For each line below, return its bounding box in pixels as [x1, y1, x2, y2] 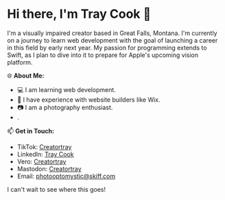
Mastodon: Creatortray [16, 164, 82, 173]
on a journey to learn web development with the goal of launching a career [7, 36, 218, 44]
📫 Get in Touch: [7, 126, 55, 135]
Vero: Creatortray [16, 157, 67, 166]
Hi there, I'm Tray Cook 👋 [7, 6, 152, 22]
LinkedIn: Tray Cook [16, 150, 74, 158]
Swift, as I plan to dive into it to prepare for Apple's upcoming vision [7, 51, 199, 59]
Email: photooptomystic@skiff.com [16, 172, 115, 180]
